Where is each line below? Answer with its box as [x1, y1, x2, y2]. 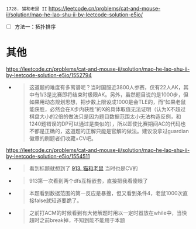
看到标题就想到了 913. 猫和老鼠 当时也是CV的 [29, 165, 139, 172]
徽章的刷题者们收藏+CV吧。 [29, 135, 97, 142]
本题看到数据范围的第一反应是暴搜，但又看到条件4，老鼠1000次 [29, 190, 183, 196]
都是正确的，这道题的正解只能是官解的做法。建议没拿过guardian [34, 128, 189, 134]
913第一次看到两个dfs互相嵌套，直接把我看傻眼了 [29, 178, 148, 184]
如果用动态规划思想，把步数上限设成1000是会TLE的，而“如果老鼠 [29, 99, 186, 105]
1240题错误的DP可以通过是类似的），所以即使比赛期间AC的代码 [29, 120, 181, 127]
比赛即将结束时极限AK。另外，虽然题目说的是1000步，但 [51, 91, 189, 98]
